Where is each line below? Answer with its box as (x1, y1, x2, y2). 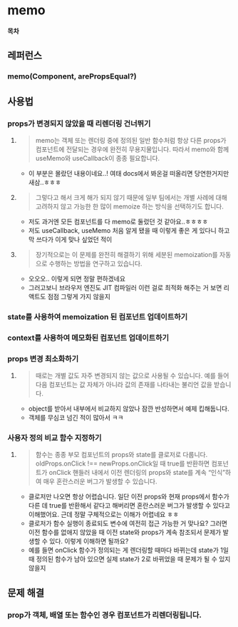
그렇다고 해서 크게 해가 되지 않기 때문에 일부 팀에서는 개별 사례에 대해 (35, 193, 228, 201)
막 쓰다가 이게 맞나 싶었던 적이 (28, 235, 113, 244)
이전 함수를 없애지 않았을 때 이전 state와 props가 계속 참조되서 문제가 (28, 528, 222, 537)
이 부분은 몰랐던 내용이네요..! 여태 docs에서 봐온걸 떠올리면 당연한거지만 (28, 169, 229, 177)
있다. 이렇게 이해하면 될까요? (49, 537, 129, 546)
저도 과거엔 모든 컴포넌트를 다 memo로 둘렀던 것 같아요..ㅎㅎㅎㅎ (28, 217, 209, 226)
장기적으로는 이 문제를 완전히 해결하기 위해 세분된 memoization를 (35, 250, 219, 259)
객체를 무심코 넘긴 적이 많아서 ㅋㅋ (28, 413, 124, 422)
